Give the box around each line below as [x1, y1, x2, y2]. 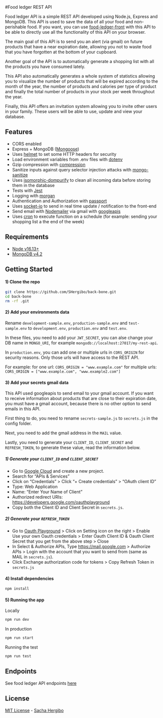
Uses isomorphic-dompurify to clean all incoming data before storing [12, 177, 151, 183]
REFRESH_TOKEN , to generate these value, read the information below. [5, 444, 141, 451]
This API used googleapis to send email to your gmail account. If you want [5, 390, 154, 396]
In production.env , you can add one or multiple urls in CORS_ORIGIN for [5, 349, 145, 356]
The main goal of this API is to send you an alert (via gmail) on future [5, 39, 143, 44]
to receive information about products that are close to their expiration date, [5, 396, 157, 401]
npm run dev [5, 617, 29, 622]
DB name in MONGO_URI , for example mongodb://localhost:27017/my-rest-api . [5, 340, 158, 346]
